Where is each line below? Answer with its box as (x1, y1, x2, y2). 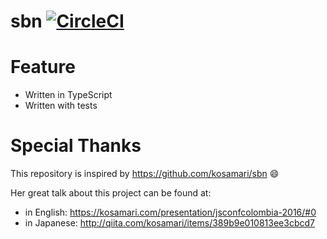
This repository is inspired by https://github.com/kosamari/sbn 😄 (10, 168, 280, 180)
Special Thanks (10, 135, 142, 157)
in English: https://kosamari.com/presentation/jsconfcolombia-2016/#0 (24, 206, 317, 219)
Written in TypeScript (24, 89, 113, 101)
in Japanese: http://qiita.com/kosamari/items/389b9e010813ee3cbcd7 (24, 217, 315, 229)
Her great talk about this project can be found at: (10, 187, 212, 199)
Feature (10, 56, 76, 79)
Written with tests (24, 100, 98, 112)
